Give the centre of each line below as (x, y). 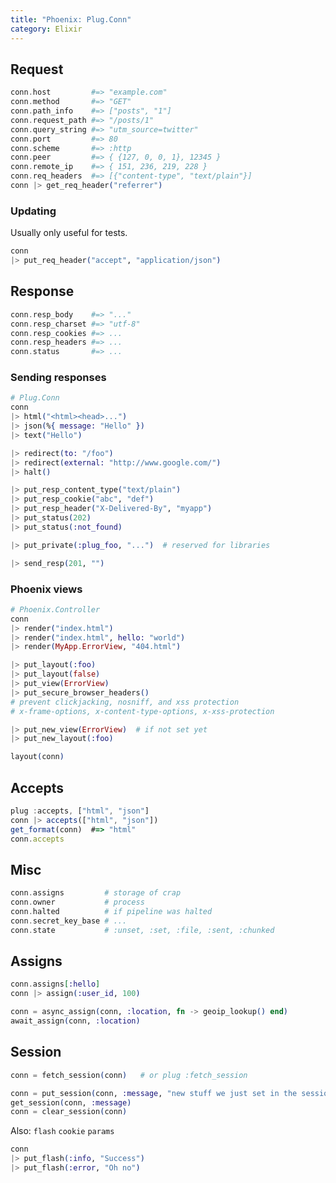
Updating (33, 211)
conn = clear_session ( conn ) (69, 1112)
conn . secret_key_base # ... (69, 921)
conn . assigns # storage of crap (96, 893)
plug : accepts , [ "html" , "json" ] (80, 811)
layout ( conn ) (37, 757)
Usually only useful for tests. (69, 233)
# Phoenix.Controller (55, 609)
